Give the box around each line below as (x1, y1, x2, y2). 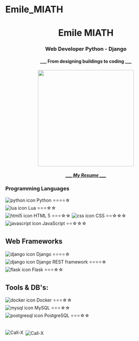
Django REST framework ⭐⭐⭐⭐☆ (36, 258, 107, 265)
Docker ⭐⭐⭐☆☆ (36, 297, 72, 304)
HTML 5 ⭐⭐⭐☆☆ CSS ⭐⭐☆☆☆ (33, 212, 127, 219)
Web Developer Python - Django (45, 45, 127, 52)
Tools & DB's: (5, 283, 49, 292)
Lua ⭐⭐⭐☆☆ (28, 204, 56, 211)
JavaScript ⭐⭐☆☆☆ (42, 220, 87, 226)
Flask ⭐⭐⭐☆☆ (32, 266, 63, 273)
